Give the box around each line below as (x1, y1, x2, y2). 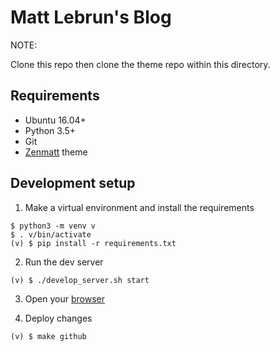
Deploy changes (24, 312, 93, 324)
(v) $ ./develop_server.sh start (10, 275, 150, 285)
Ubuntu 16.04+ (24, 114, 87, 126)
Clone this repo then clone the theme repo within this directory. (10, 58, 271, 70)
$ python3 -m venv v (10, 221, 97, 231)
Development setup (10, 175, 136, 192)
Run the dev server (24, 256, 104, 268)
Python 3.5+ (24, 124, 77, 136)
